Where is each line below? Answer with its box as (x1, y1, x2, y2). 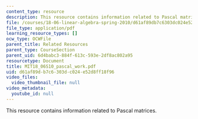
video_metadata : (6, 85, 46, 91)
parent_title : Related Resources (6, 42, 88, 48)
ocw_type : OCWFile (6, 36, 51, 42)
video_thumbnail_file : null (11, 80, 81, 86)
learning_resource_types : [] (6, 31, 78, 37)
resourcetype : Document (6, 58, 65, 64)
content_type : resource (6, 8, 65, 15)
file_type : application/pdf (6, 25, 75, 31)
